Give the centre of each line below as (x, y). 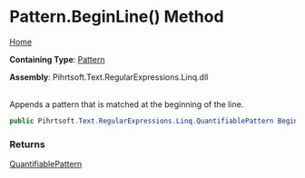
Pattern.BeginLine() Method (117, 17)
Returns (27, 144)
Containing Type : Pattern (57, 59)
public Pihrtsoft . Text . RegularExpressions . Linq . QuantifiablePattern (142, 121)
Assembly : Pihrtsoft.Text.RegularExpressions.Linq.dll (109, 77)
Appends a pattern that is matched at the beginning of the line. (127, 104)
